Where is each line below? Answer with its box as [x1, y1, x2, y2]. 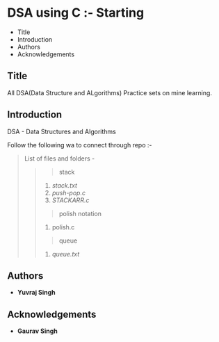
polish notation [58, 209, 102, 218]
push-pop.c [51, 188, 86, 197]
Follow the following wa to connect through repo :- [7, 140, 152, 149]
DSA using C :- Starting [7, 5, 145, 21]
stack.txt [51, 181, 78, 189]
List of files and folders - [24, 154, 95, 163]
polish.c [51, 222, 75, 231]
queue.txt [51, 250, 80, 258]
